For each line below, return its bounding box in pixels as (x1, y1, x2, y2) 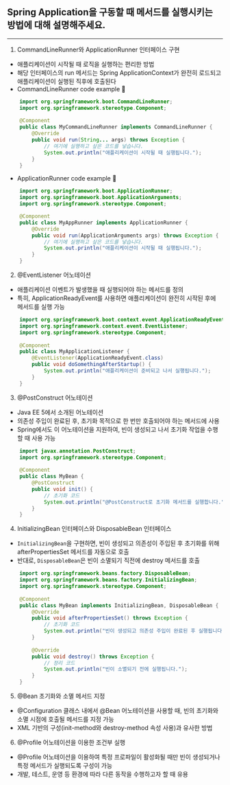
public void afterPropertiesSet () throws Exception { (31, 615, 188, 622)
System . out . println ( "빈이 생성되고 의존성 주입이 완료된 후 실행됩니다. (43, 628, 225, 635)
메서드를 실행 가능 (16, 303, 65, 311)
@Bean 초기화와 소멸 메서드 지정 (16, 692, 105, 701)
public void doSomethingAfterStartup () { (31, 361, 152, 368)
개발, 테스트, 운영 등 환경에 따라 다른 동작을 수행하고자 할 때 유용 (16, 770, 188, 778)
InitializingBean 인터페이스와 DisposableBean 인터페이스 (16, 525, 172, 533)
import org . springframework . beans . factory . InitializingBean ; (19, 576, 197, 584)
